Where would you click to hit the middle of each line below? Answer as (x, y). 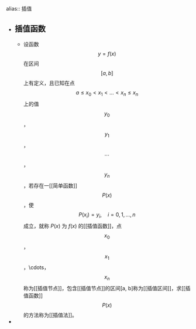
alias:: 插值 (19, 9)
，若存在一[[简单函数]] (50, 186)
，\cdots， (36, 267)
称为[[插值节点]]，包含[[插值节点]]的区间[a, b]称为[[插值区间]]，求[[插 (107, 289)
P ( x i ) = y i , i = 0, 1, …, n (107, 215)
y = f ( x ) (107, 53)
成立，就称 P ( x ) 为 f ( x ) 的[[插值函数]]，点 (72, 226)
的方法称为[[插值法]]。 (50, 315)
